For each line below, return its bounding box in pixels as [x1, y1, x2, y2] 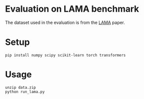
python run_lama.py [5, 89, 45, 94]
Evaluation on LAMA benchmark [5, 3, 140, 15]
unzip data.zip [5, 85, 36, 90]
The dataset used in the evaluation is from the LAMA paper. [5, 20, 125, 25]
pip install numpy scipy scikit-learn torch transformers [5, 53, 126, 58]
